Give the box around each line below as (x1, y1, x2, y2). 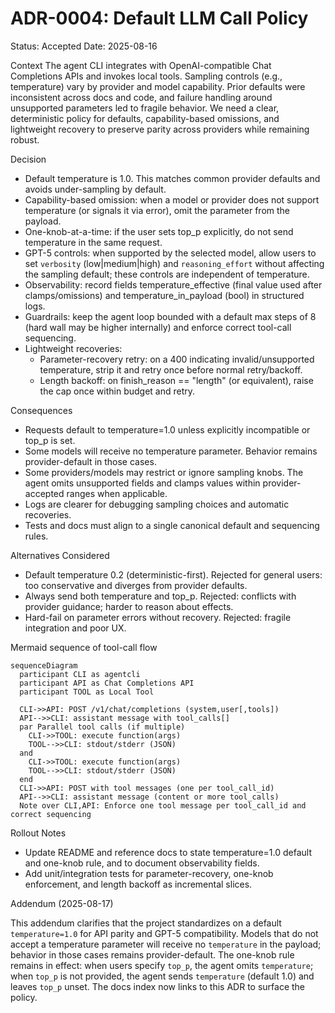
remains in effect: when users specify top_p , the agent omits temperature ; (10, 959, 314, 971)
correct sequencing (10, 809, 92, 819)
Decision (10, 153, 47, 165)
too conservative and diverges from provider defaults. (24, 579, 248, 591)
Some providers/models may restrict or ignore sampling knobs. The (24, 466, 304, 478)
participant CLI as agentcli (19, 669, 141, 679)
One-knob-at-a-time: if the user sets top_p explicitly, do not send (24, 225, 294, 237)
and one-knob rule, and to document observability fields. (24, 857, 260, 869)
